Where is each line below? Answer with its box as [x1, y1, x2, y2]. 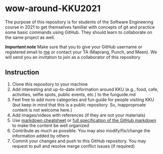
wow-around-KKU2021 [5, 3, 101, 14]
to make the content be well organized [12, 122, 89, 128]
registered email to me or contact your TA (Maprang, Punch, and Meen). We [5, 49, 157, 55]
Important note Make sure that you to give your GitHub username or [5, 44, 143, 50]
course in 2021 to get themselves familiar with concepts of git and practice [5, 24, 155, 30]
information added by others [12, 133, 70, 138]
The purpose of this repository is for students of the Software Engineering [5, 19, 154, 25]
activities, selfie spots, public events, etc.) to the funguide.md [12, 91, 136, 97]
